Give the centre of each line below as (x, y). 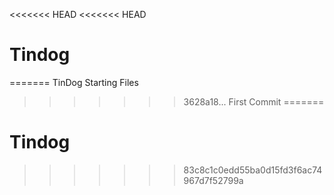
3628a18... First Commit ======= (254, 101)
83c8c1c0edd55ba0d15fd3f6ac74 (253, 170)
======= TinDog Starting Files (74, 82)
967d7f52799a (213, 180)
